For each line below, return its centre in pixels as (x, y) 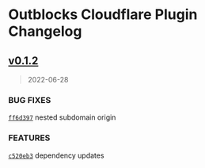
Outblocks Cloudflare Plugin (103, 15)
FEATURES (29, 138)
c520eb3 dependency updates (56, 155)
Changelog (45, 31)
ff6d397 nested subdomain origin (62, 117)
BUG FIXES (30, 100)
